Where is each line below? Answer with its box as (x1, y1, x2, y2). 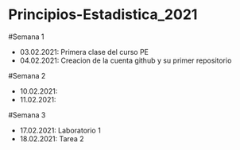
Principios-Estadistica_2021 (8, 6, 198, 24)
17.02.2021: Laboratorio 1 (19, 125, 101, 135)
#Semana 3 (8, 110, 46, 120)
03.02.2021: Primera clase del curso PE (19, 47, 149, 56)
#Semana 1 (8, 32, 45, 41)
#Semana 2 (8, 71, 46, 80)
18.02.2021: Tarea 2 (19, 133, 85, 144)
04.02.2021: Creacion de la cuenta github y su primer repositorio (19, 56, 232, 65)
